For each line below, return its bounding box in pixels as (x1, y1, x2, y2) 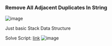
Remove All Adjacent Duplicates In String (5, 4, 107, 11)
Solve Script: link (5, 35, 40, 41)
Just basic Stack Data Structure (5, 25, 71, 31)
